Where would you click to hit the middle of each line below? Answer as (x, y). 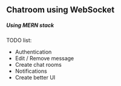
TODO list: (19, 40)
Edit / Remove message (44, 58)
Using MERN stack (30, 25)
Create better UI (35, 78)
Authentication (33, 52)
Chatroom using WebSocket (60, 10)
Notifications (31, 71)
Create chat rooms (38, 65)
